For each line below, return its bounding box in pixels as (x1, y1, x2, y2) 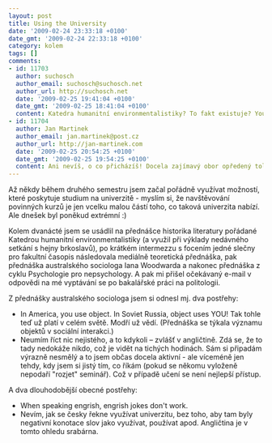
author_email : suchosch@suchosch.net (15, 79, 143, 87)
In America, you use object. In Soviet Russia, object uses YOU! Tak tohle (19, 309, 261, 319)
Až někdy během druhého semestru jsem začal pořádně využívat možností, (8, 185, 261, 194)
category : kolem (8, 42, 63, 50)
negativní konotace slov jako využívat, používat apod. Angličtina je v (19, 418, 249, 428)
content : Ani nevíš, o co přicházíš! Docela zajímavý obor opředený (15, 163, 252, 171)
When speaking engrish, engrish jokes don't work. (19, 401, 189, 411)
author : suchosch (15, 72, 74, 80)
